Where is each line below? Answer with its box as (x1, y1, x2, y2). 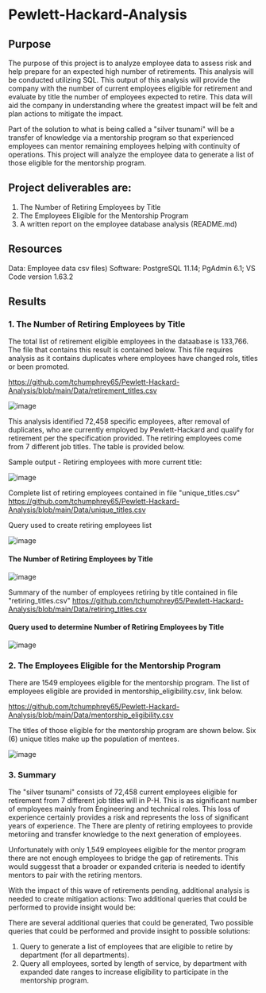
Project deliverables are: (8, 181, 132, 195)
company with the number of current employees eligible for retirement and (8, 83, 253, 93)
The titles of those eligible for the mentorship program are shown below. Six (8, 726, 256, 735)
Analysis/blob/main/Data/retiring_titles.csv (8, 604, 147, 614)
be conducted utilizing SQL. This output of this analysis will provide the (8, 76, 241, 84)
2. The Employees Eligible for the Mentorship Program (8, 660, 221, 671)
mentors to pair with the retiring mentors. (8, 871, 143, 880)
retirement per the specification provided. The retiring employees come (8, 433, 242, 443)
